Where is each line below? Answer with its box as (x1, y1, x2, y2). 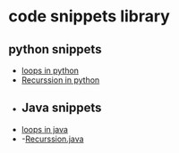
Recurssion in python (21, 75, 100, 85)
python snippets (8, 42, 102, 57)
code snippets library (8, 6, 171, 27)
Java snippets (21, 101, 102, 116)
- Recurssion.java (21, 133, 84, 144)
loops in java (21, 124, 69, 134)
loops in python (21, 65, 80, 76)
